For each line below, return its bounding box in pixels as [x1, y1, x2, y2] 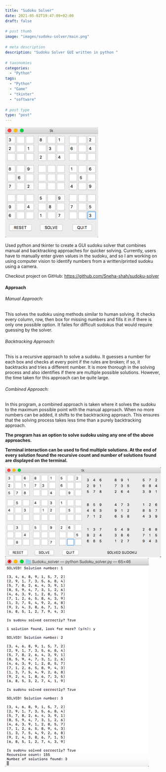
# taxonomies [5, 60, 32, 65]
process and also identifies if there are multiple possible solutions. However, [5, 369, 161, 375]
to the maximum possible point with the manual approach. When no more [5, 407, 155, 413]
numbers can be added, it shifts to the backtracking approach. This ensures [5, 412, 160, 418]
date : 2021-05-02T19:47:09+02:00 [5, 13, 74, 18]
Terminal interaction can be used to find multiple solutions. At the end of [5, 447, 157, 453]
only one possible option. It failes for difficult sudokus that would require [5, 321, 153, 327]
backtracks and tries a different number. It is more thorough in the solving [5, 364, 155, 370]
